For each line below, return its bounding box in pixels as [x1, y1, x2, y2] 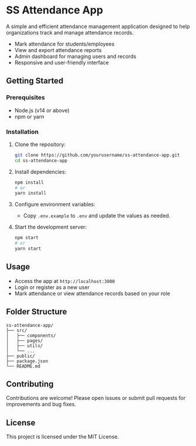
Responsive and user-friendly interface [14, 59, 109, 66]
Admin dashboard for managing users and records [14, 53, 136, 60]
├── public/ [6, 353, 35, 359]
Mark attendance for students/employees [14, 40, 115, 47]
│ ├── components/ [6, 333, 57, 338]
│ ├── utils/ [6, 343, 43, 348]
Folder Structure [6, 307, 67, 317]
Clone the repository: [14, 141, 66, 148]
